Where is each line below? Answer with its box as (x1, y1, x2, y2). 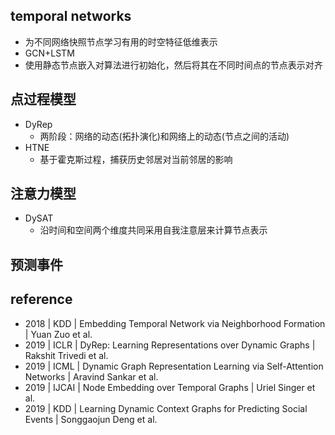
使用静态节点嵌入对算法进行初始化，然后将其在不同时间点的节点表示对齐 (24, 59, 323, 71)
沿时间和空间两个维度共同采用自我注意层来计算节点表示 (39, 224, 268, 236)
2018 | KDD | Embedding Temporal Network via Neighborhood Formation (24, 317, 326, 329)
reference (10, 291, 73, 308)
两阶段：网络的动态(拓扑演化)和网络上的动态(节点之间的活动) (39, 130, 290, 142)
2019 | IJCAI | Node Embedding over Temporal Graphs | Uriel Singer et (24, 381, 316, 393)
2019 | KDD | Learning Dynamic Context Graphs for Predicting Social (24, 402, 308, 414)
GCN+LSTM (24, 47, 75, 59)
